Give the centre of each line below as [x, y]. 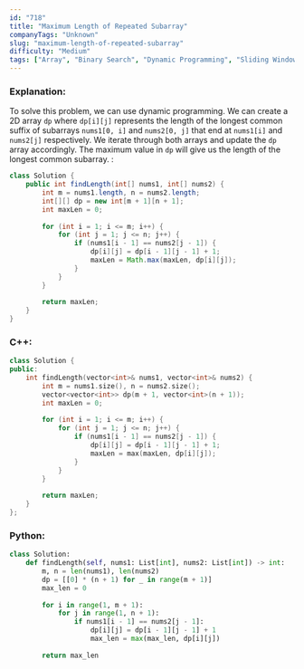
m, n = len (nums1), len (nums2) [101, 571]
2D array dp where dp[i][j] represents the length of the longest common [146, 121]
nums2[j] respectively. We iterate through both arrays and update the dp [143, 140]
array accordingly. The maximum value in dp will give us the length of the [145, 149]
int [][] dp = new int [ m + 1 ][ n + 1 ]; [113, 201]
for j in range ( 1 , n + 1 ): [109, 613]
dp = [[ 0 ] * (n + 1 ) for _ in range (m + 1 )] [127, 579]
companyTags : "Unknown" [54, 34]
